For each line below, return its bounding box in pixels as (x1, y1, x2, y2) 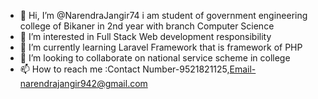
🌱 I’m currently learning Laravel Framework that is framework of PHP (19, 41, 303, 53)
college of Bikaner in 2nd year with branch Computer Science (19, 20, 275, 32)
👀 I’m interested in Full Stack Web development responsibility (19, 31, 272, 42)
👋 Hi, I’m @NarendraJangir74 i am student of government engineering (19, 10, 308, 21)
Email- (229, 63, 257, 75)
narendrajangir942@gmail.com (19, 78, 148, 89)
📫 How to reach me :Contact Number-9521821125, (19, 63, 230, 75)
